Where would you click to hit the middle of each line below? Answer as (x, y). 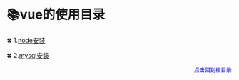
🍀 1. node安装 (26, 40)
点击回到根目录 (213, 70)
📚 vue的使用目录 (56, 15)
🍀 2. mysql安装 (28, 55)
